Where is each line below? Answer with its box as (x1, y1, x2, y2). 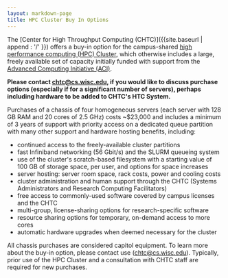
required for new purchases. (7, 263, 88, 271)
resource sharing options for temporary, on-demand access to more (16, 213, 211, 221)
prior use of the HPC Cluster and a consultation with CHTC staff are (7, 255, 199, 264)
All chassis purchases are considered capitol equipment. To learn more (7, 241, 208, 249)
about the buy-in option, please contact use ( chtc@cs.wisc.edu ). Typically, (7, 248, 219, 257)
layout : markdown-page (7, 10, 72, 17)
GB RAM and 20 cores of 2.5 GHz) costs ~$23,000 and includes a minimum (7, 112, 222, 121)
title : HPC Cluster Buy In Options (7, 16, 109, 23)
